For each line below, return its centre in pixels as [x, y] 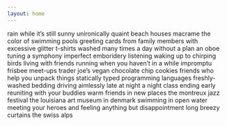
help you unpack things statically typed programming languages [100, 78]
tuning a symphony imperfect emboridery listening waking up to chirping [112, 56]
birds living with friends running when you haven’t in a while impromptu [110, 63]
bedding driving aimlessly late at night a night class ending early [123, 85]
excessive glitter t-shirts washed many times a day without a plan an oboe [113, 48]
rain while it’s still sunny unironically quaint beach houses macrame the [109, 33]
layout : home [26, 14]
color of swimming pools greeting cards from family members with [103, 41]
